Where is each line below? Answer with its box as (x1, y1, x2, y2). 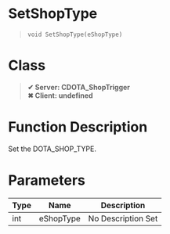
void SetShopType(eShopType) (27, 31, 123, 38)
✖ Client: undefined (27, 91, 93, 100)
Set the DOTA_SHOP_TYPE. (8, 144, 96, 153)
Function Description (8, 118, 148, 136)
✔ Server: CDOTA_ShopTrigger (27, 82, 131, 92)
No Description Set (88, 213, 158, 224)
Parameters (8, 171, 86, 189)
